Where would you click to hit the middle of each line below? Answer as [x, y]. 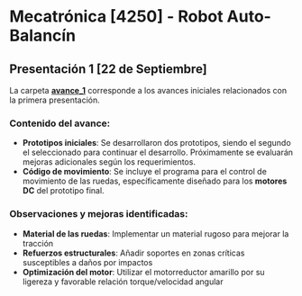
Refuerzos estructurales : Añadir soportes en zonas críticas [133, 253]
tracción [38, 243]
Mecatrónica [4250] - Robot [116, 17]
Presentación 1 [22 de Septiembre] [108, 69]
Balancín [43, 36]
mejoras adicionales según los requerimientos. [109, 162]
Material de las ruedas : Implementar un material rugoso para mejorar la [156, 233]
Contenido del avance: [60, 123]
